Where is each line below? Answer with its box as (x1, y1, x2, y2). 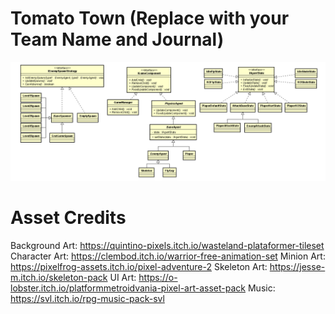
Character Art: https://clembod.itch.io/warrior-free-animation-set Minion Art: (10, 250, 326, 262)
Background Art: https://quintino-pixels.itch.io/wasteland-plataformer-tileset (10, 239, 325, 251)
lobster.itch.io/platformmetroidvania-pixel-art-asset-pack (10, 282, 247, 294)
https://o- (138, 271, 178, 283)
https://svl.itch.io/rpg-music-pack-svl (10, 292, 165, 304)
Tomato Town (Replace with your (10, 7, 290, 30)
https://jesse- (269, 260, 326, 272)
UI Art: (109, 271, 137, 283)
